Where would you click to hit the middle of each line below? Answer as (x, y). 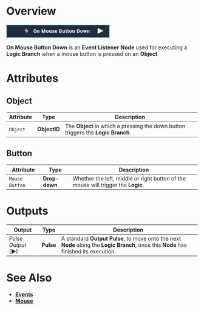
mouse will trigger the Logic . (108, 185)
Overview (31, 11)
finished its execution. (89, 251)
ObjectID (49, 129)
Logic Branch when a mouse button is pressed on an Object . (83, 53)
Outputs (27, 211)
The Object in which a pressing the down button (125, 126)
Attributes (32, 79)
